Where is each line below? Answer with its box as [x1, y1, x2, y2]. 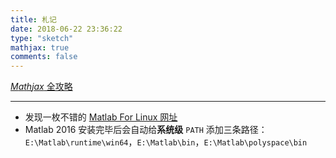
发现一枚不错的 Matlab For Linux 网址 [24, 111, 178, 123]
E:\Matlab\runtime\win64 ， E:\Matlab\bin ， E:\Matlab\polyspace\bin [24, 136, 308, 148]
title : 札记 [10, 14, 57, 25]
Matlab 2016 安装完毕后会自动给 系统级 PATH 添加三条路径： [24, 124, 268, 136]
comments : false [10, 52, 78, 62]
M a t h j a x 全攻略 [10, 81, 73, 93]
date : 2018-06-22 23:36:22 [10, 24, 123, 34]
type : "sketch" [10, 33, 74, 43]
